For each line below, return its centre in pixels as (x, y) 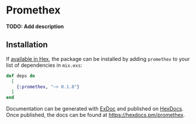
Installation (27, 45)
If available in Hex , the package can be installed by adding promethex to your (98, 58)
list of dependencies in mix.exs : (44, 65)
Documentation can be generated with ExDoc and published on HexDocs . (95, 109)
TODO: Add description (35, 26)
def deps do (20, 76)
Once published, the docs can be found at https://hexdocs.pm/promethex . (96, 115)
